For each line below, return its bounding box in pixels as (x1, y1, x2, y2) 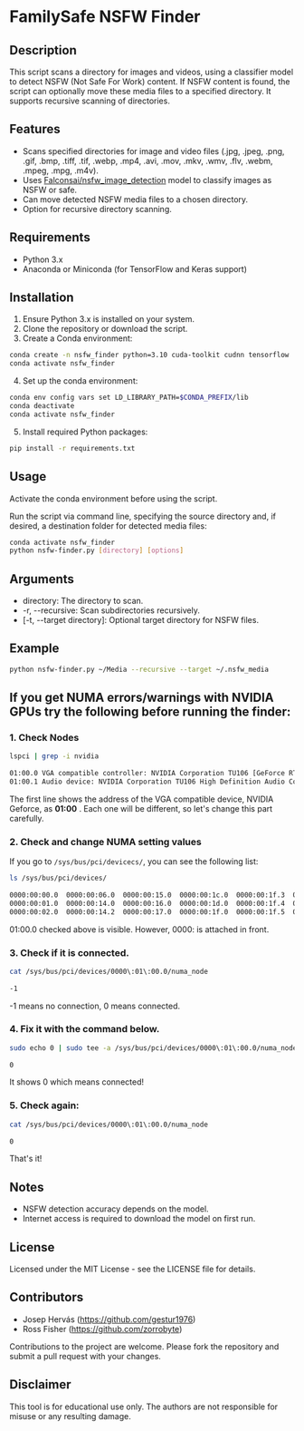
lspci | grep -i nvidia (9, 752, 100, 761)
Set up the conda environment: (22, 375, 138, 386)
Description (9, 43, 77, 58)
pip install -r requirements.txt (9, 443, 136, 453)
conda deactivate (9, 402, 75, 411)
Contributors (9, 1290, 84, 1305)
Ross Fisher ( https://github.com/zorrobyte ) (22, 1323, 183, 1334)
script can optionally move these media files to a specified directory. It (9, 86, 271, 96)
